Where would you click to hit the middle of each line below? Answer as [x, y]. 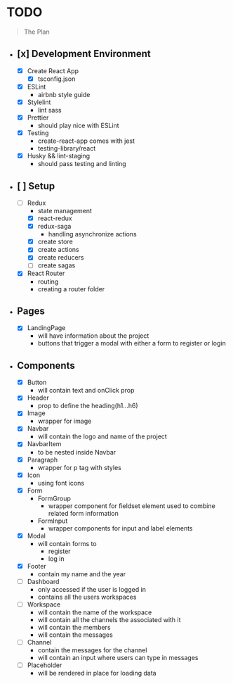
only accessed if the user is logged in [92, 589]
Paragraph [42, 460]
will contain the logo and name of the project [102, 436]
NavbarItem [44, 444]
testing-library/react [67, 148]
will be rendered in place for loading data [97, 673]
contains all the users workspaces [87, 597]
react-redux [55, 218]
